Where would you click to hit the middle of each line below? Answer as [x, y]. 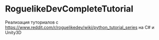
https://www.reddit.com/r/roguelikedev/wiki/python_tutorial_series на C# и [80, 27]
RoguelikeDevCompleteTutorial [69, 9]
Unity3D [13, 32]
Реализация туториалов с [32, 22]
